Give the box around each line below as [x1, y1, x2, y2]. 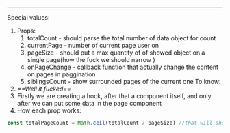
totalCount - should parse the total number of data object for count [27, 34, 216, 42]
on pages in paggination [27, 70, 96, 78]
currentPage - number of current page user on [27, 42, 159, 49]
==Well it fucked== [16, 85, 72, 93]
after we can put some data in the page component [16, 100, 162, 107]
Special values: [7, 14, 50, 21]
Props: [16, 27, 36, 35]
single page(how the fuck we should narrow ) [27, 56, 155, 63]
